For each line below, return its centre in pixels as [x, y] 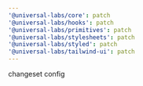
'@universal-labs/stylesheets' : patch [71, 37]
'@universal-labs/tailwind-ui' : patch [71, 52]
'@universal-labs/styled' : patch [63, 45]
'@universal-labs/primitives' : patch [70, 30]
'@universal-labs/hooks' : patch [61, 23]
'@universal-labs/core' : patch [59, 15]
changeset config [37, 74]
